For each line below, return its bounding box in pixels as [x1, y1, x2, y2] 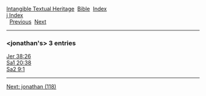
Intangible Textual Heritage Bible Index [6, 5, 107, 12]
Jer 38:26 [6, 53, 31, 60]
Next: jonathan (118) [6, 83, 56, 91]
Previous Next [9, 18, 47, 25]
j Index [6, 12, 23, 19]
